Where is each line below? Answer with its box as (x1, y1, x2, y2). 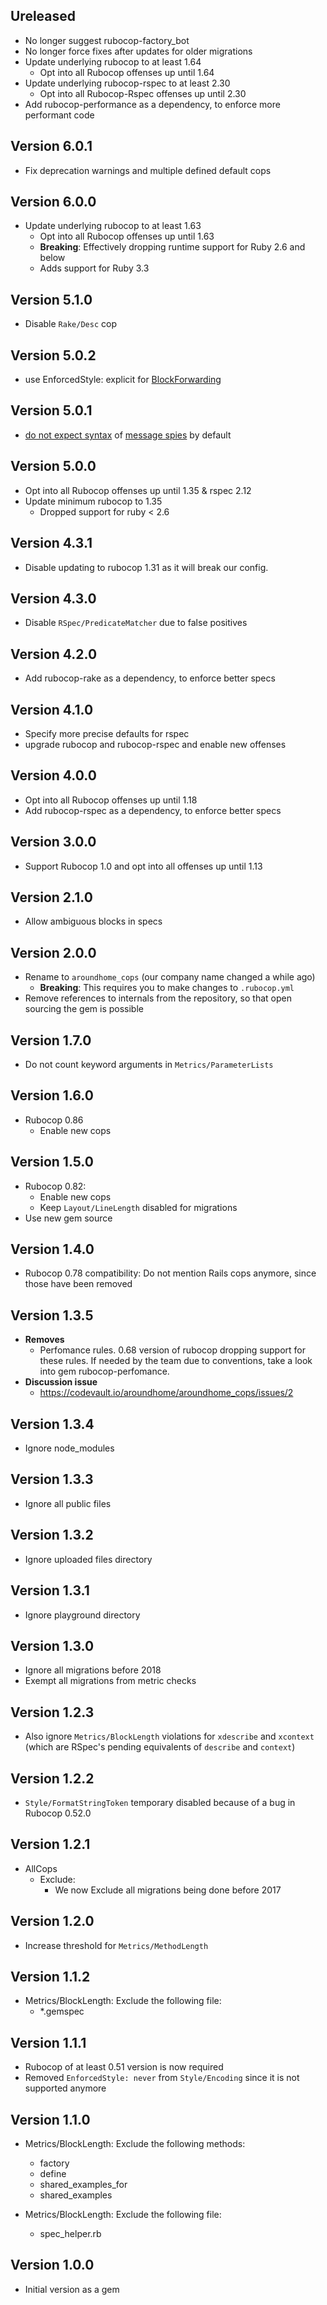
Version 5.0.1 (10, 402, 93, 419)
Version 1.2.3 (10, 1704, 95, 1721)
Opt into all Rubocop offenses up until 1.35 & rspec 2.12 (24, 484, 252, 496)
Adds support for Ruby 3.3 (39, 262, 150, 274)
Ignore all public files (24, 1497, 112, 1509)
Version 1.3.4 (10, 1415, 95, 1433)
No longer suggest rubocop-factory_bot (24, 34, 190, 46)
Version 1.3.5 (10, 1307, 94, 1324)
